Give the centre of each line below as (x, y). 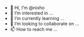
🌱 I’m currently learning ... (37, 18)
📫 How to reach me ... (34, 29)
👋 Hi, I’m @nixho (27, 8)
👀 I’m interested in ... (32, 13)
